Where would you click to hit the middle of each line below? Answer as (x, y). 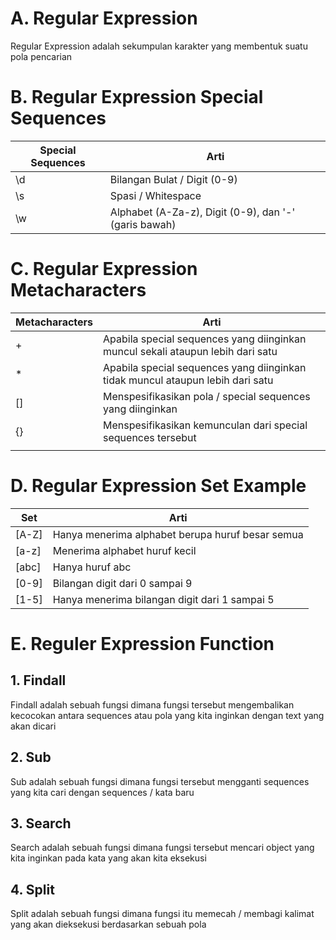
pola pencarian (41, 56)
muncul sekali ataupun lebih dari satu (190, 351)
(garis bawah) (143, 224)
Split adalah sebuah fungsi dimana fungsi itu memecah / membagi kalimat (162, 914)
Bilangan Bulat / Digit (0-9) (173, 179)
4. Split (32, 889)
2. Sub (31, 757)
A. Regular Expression (104, 18)
